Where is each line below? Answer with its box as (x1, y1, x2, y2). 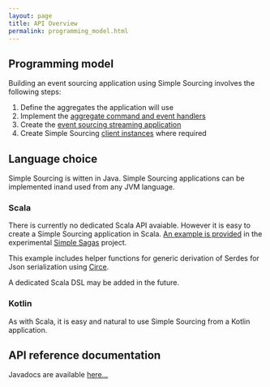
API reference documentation (8, 348, 161, 362)
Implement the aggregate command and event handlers (19, 111, 207, 121)
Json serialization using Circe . (8, 262, 109, 272)
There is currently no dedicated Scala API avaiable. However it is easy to (8, 220, 251, 231)
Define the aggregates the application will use (19, 103, 174, 113)
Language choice (8, 151, 98, 166)
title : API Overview (8, 19, 79, 28)
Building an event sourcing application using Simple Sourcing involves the (8, 79, 255, 88)
